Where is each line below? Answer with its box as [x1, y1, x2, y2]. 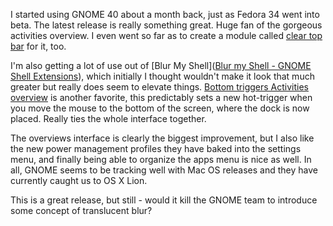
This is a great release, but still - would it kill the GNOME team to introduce [10, 194, 318, 206]
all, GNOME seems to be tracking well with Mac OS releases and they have [10, 164, 318, 176]
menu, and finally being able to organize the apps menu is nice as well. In [10, 154, 312, 165]
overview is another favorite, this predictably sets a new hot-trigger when [10, 92, 313, 103]
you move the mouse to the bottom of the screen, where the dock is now [10, 102, 310, 114]
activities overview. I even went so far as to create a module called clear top [10, 30, 323, 41]
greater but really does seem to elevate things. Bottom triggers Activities [10, 81, 309, 93]
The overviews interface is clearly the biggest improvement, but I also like [10, 132, 315, 144]
